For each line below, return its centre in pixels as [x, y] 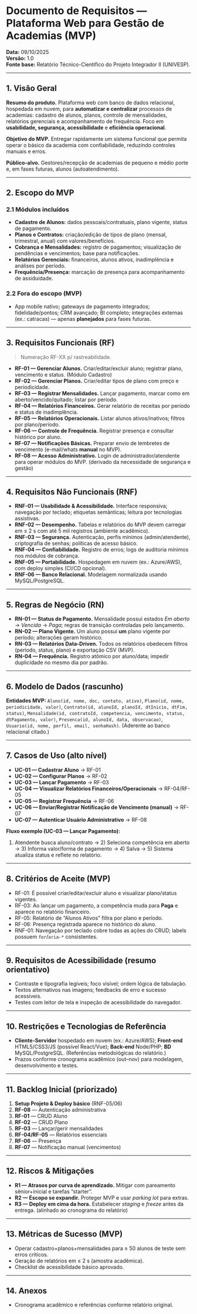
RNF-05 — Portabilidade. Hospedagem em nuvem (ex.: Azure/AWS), [98, 562]
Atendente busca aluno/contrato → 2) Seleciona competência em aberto [102, 842]
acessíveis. [28, 996]
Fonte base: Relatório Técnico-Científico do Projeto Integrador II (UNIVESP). [98, 64]
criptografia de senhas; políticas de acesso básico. [76, 543]
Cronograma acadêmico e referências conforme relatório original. [94, 1305]
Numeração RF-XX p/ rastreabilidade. [66, 357]
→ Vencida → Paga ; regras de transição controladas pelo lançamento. [99, 625]
